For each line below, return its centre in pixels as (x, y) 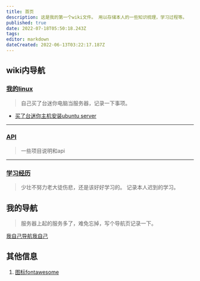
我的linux (20, 89)
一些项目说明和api (43, 151)
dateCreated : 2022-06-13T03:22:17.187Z (56, 45)
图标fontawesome (37, 272)
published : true (26, 23)
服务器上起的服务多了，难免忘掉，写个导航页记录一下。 (88, 223)
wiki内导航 (26, 71)
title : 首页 (20, 12)
